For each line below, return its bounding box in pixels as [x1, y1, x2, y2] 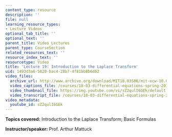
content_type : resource [5, 7, 56, 13]
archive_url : [10, 78, 38, 84]
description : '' [5, 12, 40, 17]
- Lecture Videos [5, 26, 42, 32]
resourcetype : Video [5, 60, 50, 65]
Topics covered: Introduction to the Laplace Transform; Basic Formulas [5, 116, 156, 122]
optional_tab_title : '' [5, 31, 56, 36]
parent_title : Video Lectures [5, 41, 70, 46]
